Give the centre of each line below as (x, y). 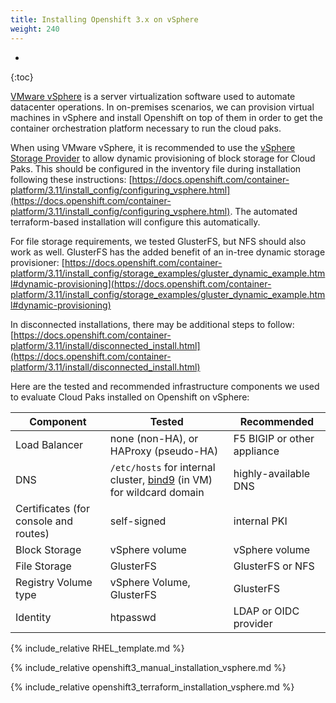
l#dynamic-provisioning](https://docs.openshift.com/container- (141, 283)
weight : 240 (35, 29)
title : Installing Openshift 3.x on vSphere (104, 19)
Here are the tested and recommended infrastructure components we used (165, 386)
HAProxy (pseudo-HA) (164, 451)
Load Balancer (49, 444)
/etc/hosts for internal (162, 467)
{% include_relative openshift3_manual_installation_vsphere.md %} (148, 667)
